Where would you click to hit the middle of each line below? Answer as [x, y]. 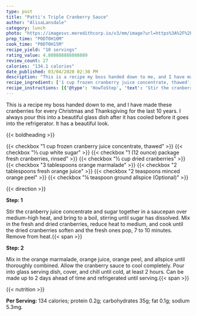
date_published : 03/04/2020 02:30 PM [52, 72]
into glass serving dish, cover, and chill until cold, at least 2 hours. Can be [95, 271]
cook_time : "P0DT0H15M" [35, 45]
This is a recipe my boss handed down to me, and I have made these [89, 105]
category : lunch [26, 28]
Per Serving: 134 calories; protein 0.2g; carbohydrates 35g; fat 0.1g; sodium [98, 301]
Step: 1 [15, 200]
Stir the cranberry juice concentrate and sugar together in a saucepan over [97, 211]
